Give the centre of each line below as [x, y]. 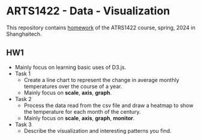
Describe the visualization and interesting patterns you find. [98, 130]
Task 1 [23, 74]
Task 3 [23, 124]
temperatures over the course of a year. [73, 86]
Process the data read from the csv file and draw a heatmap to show [109, 105]
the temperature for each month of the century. [82, 111]
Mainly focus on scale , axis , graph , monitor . [79, 118]
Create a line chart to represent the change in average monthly [101, 80]
